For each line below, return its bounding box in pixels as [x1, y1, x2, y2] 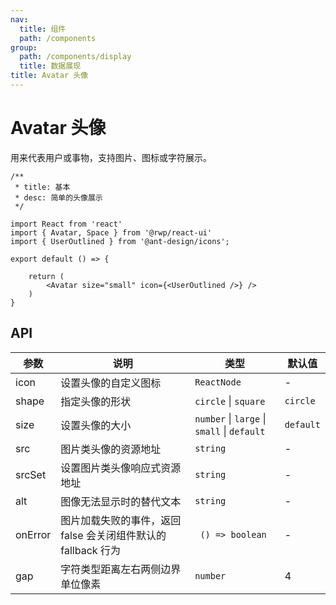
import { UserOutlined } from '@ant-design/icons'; [10, 236, 230, 246]
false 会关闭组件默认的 [60, 528, 167, 542]
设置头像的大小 [60, 418, 132, 432]
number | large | [194, 411, 267, 425]
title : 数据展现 [19, 61, 82, 71]
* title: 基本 [14, 182, 71, 192]
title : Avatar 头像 [10, 71, 89, 81]
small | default [194, 424, 266, 438]
